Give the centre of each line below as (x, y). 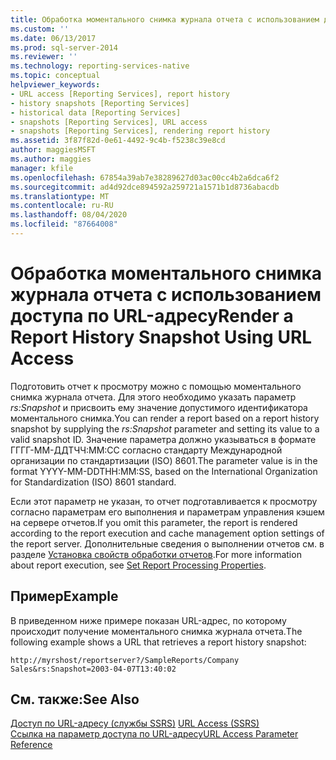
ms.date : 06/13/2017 (53, 38)
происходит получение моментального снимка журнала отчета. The (156, 631)
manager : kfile (42, 168)
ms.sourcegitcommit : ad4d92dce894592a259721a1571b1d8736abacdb (145, 187)
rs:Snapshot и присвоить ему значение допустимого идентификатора (159, 407)
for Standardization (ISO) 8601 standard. (93, 482)
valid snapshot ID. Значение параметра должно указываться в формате (163, 439)
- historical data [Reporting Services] (96, 112)
